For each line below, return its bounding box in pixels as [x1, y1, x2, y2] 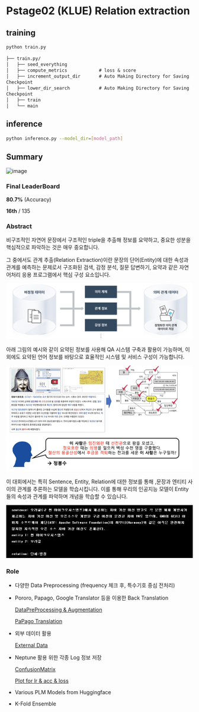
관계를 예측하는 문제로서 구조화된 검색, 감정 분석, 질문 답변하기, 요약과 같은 [6, 264, 178, 271]
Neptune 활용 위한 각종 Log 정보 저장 [14, 653, 102, 661]
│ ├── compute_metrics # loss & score [6, 67, 136, 73]
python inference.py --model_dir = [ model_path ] [6, 135, 123, 142]
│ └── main [6, 102, 38, 109]
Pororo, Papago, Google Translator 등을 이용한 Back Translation [14, 594, 169, 601]
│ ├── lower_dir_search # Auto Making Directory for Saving [6, 85, 190, 91]
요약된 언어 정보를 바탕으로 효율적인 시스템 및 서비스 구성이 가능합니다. [21, 354, 185, 361]
